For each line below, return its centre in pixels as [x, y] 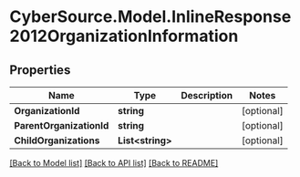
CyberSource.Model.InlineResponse [150, 17]
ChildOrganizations [57, 141]
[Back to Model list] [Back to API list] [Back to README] [114, 163]
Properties [40, 70]
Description [207, 95]
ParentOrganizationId [62, 125]
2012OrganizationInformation [124, 36]
